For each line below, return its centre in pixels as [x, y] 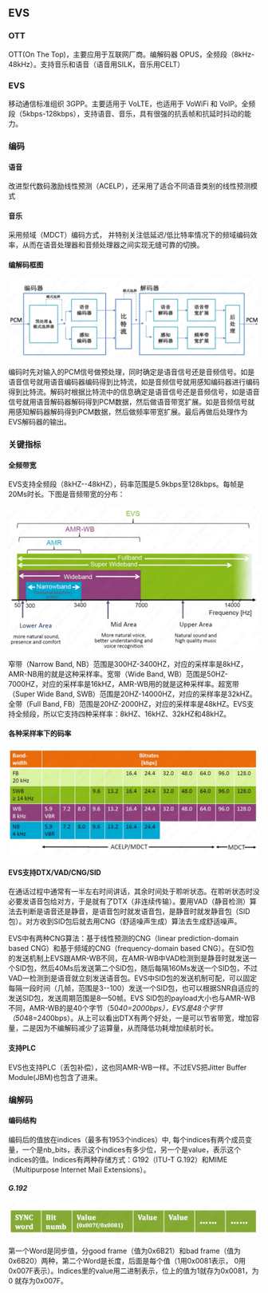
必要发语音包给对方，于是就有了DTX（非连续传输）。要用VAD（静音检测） [129, 901]
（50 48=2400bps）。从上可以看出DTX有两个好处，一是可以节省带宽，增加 [130, 1018]
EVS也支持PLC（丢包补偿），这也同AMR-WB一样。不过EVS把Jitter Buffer [128, 1067]
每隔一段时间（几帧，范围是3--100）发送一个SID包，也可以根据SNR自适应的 [134, 988]
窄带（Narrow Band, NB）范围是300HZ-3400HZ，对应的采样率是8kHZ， [128, 664]
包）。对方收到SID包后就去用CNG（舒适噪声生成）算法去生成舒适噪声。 [125, 921]
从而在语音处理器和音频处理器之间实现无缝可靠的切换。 [113, 245]
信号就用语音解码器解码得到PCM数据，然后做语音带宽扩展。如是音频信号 [128, 401]
